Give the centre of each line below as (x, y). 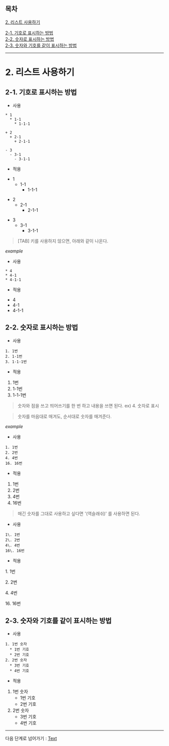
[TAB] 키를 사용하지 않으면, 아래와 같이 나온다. (63, 241)
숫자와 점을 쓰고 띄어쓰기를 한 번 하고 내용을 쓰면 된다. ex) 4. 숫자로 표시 (88, 405)
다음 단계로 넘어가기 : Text (31, 738)
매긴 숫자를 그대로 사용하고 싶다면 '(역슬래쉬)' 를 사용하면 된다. (79, 513)
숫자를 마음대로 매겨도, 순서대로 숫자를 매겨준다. (65, 416)
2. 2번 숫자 (16, 660)
